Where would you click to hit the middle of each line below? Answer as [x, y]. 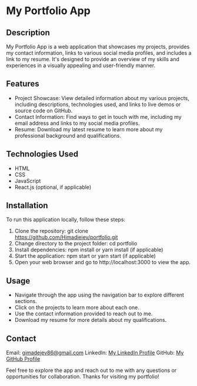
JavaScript [28, 181]
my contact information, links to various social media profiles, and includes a [99, 53]
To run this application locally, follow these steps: [66, 219]
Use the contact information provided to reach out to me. [84, 314]
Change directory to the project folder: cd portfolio [76, 244]
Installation [27, 206]
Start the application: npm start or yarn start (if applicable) [85, 256]
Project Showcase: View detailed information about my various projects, [102, 98]
